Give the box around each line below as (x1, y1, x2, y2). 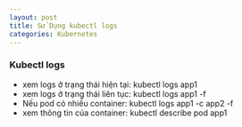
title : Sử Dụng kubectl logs (9, 21, 118, 30)
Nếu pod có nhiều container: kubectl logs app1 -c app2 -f (21, 98, 234, 108)
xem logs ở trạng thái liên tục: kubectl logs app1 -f (21, 88, 207, 99)
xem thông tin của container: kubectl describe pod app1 (21, 107, 228, 118)
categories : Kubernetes (9, 29, 98, 38)
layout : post (9, 12, 58, 22)
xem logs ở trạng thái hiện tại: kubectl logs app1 (21, 79, 198, 90)
